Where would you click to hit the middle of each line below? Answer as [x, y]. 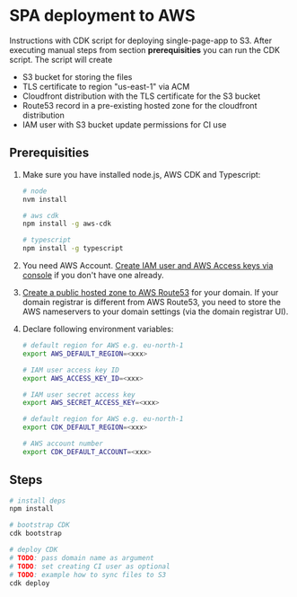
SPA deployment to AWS [102, 16]
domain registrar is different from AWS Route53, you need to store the [151, 302]
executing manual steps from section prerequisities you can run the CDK [145, 49]
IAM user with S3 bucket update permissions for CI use [124, 124]
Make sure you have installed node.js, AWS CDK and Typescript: [141, 174]
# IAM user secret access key [79, 395]
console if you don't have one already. [93, 275]
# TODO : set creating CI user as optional [90, 566]
